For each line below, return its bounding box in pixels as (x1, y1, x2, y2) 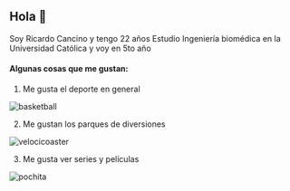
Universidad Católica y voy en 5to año (9, 43, 151, 53)
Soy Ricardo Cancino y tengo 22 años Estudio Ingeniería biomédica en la (9, 33, 281, 43)
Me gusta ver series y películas (22, 154, 140, 165)
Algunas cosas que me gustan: (9, 63, 129, 74)
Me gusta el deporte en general (22, 83, 140, 95)
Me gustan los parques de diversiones (22, 119, 166, 129)
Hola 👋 (9, 9, 47, 24)
